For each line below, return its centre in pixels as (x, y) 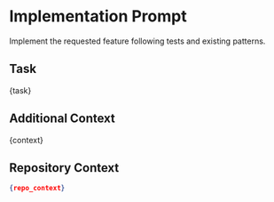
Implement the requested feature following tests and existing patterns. (137, 41)
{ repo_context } (37, 189)
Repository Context (64, 168)
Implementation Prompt (98, 16)
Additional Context (62, 119)
